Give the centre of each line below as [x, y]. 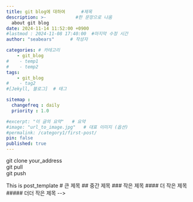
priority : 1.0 [30, 111]
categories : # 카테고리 [33, 50]
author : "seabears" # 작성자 [47, 39]
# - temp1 [22, 61]
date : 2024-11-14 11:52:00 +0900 [48, 28]
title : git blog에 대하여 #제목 [49, 12]
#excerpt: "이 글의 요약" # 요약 [46, 122]
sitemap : [18, 100]
